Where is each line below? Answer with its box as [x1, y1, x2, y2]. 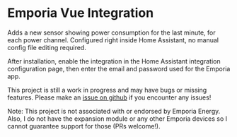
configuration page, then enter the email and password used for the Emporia [7, 64, 231, 73]
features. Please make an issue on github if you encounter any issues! [7, 93, 212, 102]
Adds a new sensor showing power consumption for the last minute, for [7, 28, 216, 37]
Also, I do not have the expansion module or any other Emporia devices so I [7, 114, 228, 123]
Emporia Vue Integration [7, 5, 154, 21]
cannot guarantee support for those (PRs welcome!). [7, 121, 161, 130]
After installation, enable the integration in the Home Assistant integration [7, 56, 221, 65]
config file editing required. [7, 43, 86, 52]
